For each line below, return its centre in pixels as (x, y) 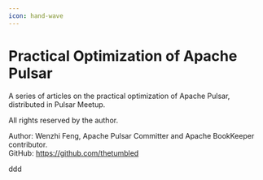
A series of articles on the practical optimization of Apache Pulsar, (119, 96)
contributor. (28, 144)
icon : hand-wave (36, 16)
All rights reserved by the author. (64, 120)
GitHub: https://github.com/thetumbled (74, 153)
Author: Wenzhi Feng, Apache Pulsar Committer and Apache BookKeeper (131, 135)
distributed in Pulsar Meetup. (57, 104)
